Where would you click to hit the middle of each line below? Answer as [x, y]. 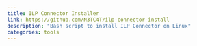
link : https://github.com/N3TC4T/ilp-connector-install [88, 20]
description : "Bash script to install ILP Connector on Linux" [99, 26]
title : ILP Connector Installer [53, 13]
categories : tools [33, 32]
